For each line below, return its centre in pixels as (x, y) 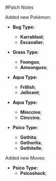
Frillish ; (28, 87)
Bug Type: (23, 27)
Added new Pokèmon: (28, 17)
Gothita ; (29, 137)
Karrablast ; (32, 37)
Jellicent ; (30, 93)
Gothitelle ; (31, 148)
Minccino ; (31, 112)
